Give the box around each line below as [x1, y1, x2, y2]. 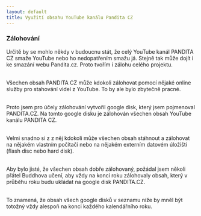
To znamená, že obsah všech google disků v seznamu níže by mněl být [6, 196, 183, 203]
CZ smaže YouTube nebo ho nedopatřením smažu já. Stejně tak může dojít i [6, 54, 194, 62]
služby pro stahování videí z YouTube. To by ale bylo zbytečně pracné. [6, 85, 181, 92]
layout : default [6, 8, 47, 15]
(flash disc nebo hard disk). [6, 147, 74, 154]
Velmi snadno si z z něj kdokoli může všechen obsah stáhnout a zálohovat [6, 134, 190, 142]
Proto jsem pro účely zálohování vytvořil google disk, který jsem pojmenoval [6, 103, 196, 110]
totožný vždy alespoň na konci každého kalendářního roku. [6, 203, 152, 210]
